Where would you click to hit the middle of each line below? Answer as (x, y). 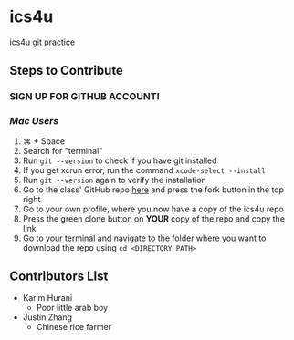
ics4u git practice (42, 42)
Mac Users (34, 121)
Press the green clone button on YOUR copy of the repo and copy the (154, 218)
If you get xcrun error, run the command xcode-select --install (144, 170)
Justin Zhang (47, 317)
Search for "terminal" (63, 150)
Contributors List (59, 276)
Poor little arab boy (72, 308)
